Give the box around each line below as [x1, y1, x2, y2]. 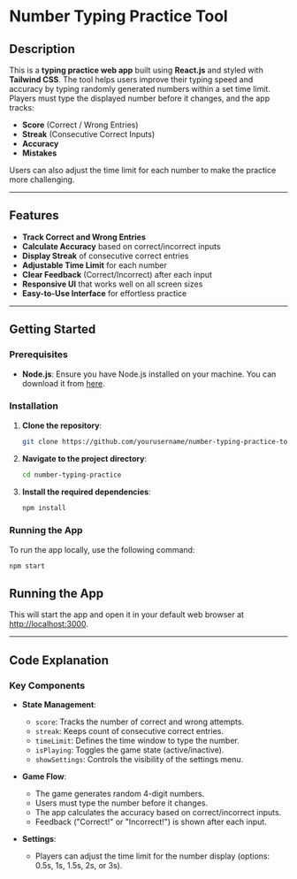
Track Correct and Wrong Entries [21, 232, 146, 242]
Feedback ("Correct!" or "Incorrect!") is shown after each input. [34, 816, 267, 828]
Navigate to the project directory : [21, 453, 148, 463]
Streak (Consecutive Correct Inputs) [21, 129, 156, 139]
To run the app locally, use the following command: [9, 544, 195, 554]
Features [9, 208, 59, 223]
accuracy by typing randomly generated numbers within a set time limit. [9, 84, 271, 94]
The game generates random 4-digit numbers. [34, 789, 205, 799]
